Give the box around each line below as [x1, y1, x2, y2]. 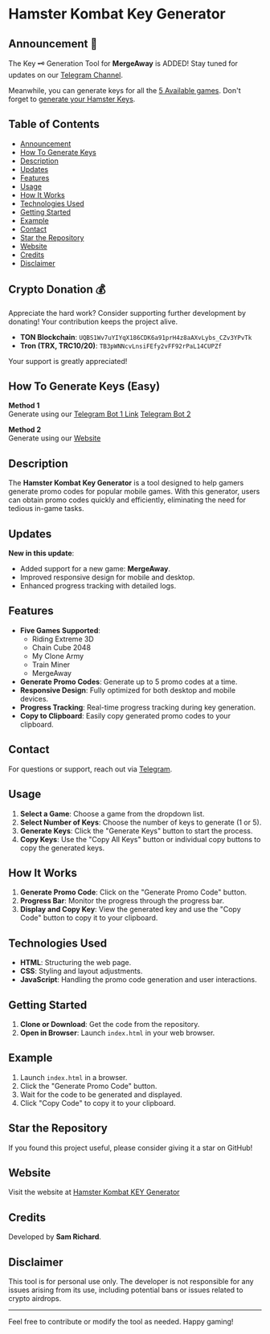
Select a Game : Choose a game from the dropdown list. [19, 808, 205, 818]
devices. [19, 694, 49, 703]
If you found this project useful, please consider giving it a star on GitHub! [8, 1143, 253, 1152]
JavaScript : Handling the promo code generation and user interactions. [19, 975, 257, 984]
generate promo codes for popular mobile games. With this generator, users [8, 487, 260, 497]
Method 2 [8, 425, 42, 435]
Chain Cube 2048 [31, 642, 91, 652]
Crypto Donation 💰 [8, 283, 106, 297]
